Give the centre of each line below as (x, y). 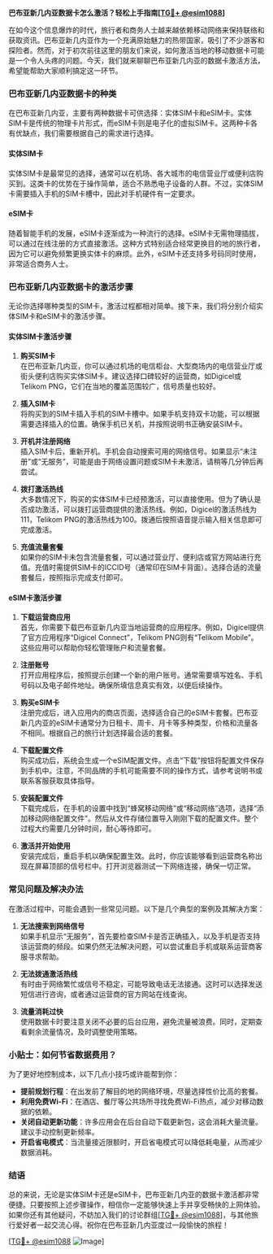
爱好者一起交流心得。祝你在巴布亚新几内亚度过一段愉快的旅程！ (122, 1225)
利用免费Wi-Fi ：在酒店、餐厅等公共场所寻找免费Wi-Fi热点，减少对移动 (138, 1102)
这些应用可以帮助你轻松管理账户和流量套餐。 (95, 648)
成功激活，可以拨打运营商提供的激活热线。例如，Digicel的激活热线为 (142, 509)
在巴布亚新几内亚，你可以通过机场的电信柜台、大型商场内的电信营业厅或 (141, 366)
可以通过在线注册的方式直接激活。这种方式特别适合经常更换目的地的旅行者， (136, 243)
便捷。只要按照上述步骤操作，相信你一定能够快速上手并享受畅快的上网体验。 (136, 1205)
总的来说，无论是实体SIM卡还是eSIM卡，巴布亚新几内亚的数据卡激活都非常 (134, 1195)
